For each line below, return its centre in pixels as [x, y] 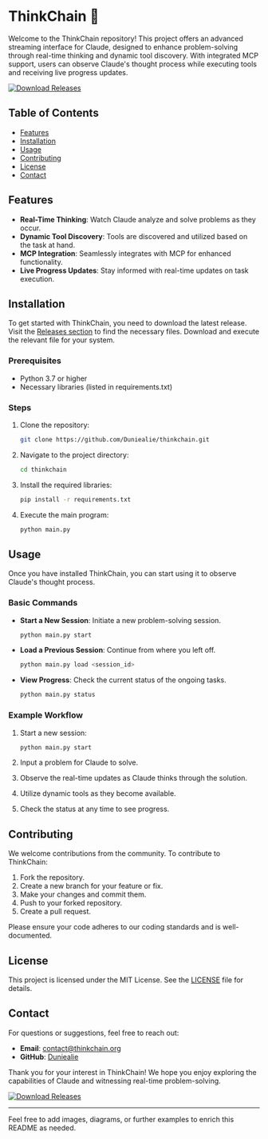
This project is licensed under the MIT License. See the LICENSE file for [126, 980]
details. [20, 988]
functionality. [41, 262]
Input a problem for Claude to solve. [79, 762]
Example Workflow [46, 715]
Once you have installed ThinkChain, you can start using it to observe [122, 573]
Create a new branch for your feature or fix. [91, 886]
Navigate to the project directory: [74, 454]
